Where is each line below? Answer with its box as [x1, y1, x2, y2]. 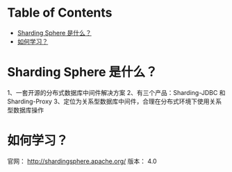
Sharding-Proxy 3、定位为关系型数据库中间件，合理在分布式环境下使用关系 [7, 97, 222, 105]
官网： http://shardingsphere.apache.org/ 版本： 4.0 [7, 157, 158, 165]
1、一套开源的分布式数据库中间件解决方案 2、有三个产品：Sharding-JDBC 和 [7, 88, 226, 96]
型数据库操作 [7, 105, 44, 114]
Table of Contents [7, 5, 113, 21]
